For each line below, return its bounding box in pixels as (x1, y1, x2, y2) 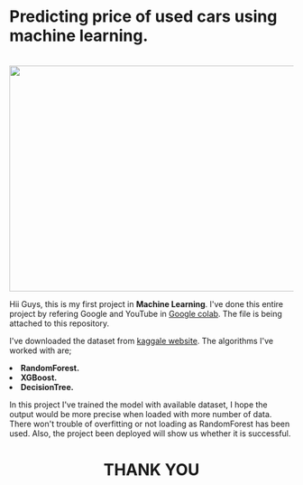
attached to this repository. (9, 318, 110, 329)
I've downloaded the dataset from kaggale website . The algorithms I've (9, 335, 273, 346)
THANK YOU (103, 460, 200, 480)
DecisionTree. (21, 381, 74, 392)
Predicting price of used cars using (9, 6, 278, 27)
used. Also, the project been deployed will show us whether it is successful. (9, 427, 291, 439)
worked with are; (9, 345, 72, 356)
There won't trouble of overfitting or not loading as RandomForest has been (9, 418, 290, 429)
